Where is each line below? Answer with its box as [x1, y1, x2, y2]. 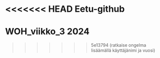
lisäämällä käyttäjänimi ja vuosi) [91, 48, 156, 54]
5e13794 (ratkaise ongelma [91, 42, 147, 48]
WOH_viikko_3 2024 [5, 26, 90, 37]
